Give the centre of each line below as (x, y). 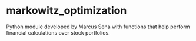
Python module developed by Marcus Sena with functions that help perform (98, 27)
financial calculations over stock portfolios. (58, 32)
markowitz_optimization (67, 11)
